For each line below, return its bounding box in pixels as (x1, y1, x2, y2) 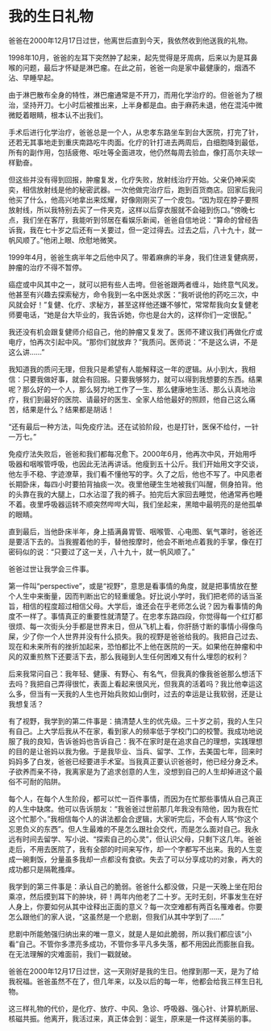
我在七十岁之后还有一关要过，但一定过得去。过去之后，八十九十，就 (29, 225, 256, 235)
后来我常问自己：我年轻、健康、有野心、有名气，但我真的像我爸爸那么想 (8, 669, 248, 678)
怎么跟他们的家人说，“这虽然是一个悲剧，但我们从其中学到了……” (8, 912, 224, 921)
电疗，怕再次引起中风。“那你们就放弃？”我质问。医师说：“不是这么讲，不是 (8, 336, 258, 347)
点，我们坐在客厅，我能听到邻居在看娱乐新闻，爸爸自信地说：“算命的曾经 (8, 215, 252, 224)
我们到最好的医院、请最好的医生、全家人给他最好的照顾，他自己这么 (22, 394, 248, 404)
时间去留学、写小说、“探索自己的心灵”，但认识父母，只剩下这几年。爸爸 (22, 834, 262, 844)
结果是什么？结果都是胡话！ (22, 404, 115, 414)
